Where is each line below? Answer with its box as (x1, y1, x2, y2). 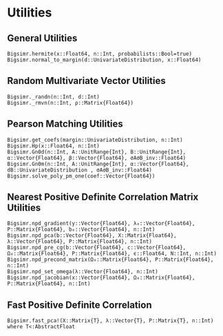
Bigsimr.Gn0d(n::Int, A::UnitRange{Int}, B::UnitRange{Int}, (7, 148, 187, 156)
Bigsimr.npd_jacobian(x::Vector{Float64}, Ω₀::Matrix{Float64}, (7, 274, 195, 282)
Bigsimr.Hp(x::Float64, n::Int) (7, 143, 100, 149)
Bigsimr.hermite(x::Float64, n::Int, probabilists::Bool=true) (7, 50, 193, 57)
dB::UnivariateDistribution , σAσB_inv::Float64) (7, 167, 153, 174)
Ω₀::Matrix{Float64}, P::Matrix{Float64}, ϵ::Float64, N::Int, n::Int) (7, 250, 217, 258)
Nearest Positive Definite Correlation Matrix (7, 191, 199, 203)
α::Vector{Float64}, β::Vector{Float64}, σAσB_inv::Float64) (7, 154, 187, 161)
